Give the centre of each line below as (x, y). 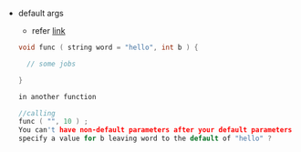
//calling (37, 113)
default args (41, 13)
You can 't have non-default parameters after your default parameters (155, 130)
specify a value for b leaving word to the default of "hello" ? (145, 139)
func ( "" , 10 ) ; (53, 122)
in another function (57, 96)
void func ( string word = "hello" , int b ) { (108, 47)
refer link (48, 30)
